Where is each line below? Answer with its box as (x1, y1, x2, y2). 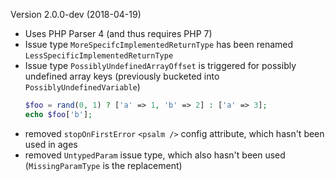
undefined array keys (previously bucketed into (24, 70, 220, 82)
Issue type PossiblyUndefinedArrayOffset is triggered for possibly (24, 60, 297, 71)
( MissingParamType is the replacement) (24, 159, 183, 171)
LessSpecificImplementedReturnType (24, 51, 174, 61)
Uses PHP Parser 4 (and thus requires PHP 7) (24, 28, 213, 39)
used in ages (24, 138, 78, 150)
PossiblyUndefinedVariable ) (24, 81, 141, 93)
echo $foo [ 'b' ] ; (24, 109, 93, 119)
